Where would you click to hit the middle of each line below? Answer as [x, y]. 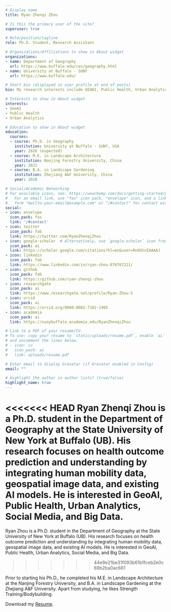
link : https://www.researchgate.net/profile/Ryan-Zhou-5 [72, 293]
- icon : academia [24, 312]
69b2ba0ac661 [110, 568]
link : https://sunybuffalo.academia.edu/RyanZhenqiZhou [70, 322]
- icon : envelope [24, 213]
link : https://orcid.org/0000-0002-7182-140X [59, 307]
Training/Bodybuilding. [29, 594]
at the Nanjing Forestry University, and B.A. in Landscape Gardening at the [83, 583]
